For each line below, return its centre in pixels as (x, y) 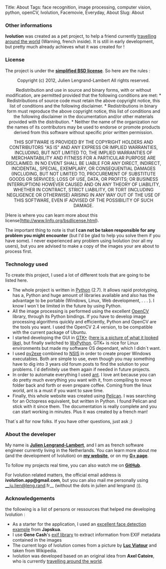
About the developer (31, 434)
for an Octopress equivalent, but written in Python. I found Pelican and (84, 401)
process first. (19, 251)
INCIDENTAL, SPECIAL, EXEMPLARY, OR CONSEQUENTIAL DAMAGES (83, 168)
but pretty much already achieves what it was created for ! (65, 47)
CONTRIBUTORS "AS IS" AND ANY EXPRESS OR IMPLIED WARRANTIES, (83, 147)
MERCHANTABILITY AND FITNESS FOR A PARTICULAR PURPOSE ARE (83, 158)
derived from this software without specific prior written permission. (83, 132)
